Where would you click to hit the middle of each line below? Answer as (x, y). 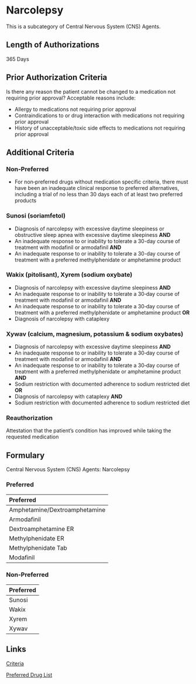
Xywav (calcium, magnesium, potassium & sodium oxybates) (95, 334)
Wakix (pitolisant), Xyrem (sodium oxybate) (69, 275)
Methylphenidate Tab (38, 547)
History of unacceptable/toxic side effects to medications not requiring (100, 128)
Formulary (25, 455)
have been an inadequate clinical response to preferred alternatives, (97, 188)
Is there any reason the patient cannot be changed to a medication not (91, 91)
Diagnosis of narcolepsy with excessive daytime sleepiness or (90, 229)
